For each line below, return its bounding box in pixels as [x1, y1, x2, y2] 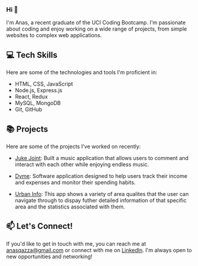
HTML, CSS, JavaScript [14, 80, 74, 87]
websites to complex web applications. [6, 32, 102, 39]
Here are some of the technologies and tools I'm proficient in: [6, 69, 157, 76]
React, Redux [14, 93, 48, 101]
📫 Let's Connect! [6, 221, 73, 231]
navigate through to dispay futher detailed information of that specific [14, 197, 187, 204]
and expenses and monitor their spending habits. [14, 179, 136, 186]
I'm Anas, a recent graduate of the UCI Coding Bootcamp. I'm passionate [6, 19, 186, 26]
